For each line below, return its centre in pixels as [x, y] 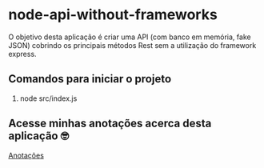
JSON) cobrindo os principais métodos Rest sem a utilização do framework [132, 45]
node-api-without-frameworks [113, 15]
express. [23, 54]
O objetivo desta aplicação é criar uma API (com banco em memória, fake [130, 37]
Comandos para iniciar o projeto [90, 79]
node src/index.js [48, 98]
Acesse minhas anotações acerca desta [110, 124]
